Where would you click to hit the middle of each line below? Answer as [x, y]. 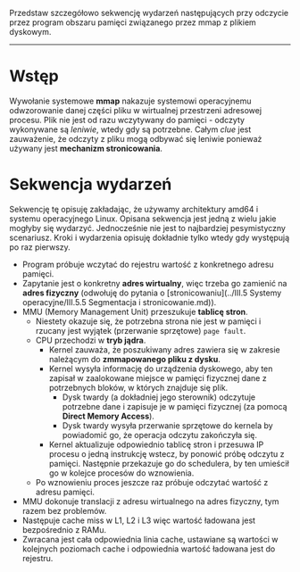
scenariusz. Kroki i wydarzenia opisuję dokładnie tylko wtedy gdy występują [150, 237]
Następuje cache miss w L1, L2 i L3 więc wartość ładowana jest [139, 520]
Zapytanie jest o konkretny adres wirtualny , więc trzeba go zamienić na [154, 283]
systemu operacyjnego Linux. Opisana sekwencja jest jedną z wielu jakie [143, 219]
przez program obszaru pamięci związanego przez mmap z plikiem [133, 22]
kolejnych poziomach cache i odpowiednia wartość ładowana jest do [149, 549]
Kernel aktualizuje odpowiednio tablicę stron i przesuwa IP [156, 444]
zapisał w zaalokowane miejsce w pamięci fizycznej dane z [158, 377]
